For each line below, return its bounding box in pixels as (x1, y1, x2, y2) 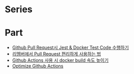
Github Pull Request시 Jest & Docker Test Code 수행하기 (12, 44, 129, 51)
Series (5, 4, 33, 15)
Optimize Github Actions (12, 63, 64, 69)
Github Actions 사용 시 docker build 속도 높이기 (12, 57, 109, 63)
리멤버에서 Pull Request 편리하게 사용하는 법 (12, 51, 101, 57)
